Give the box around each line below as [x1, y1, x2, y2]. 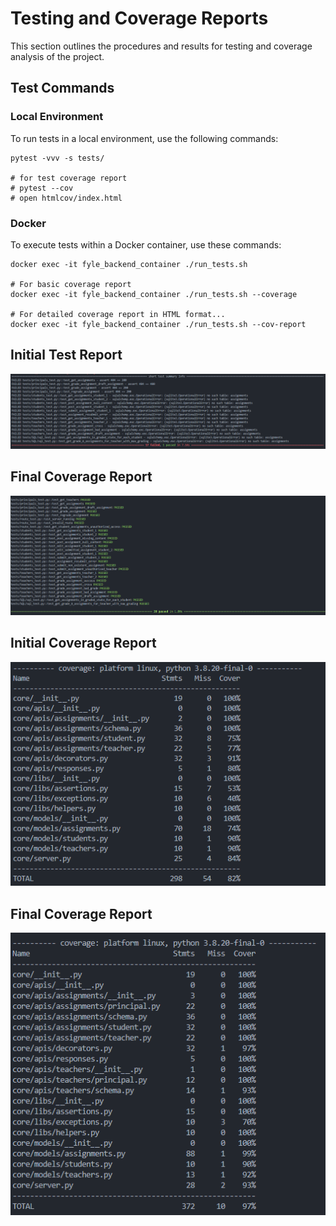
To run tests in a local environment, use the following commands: [10, 132, 279, 144]
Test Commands [10, 80, 115, 97]
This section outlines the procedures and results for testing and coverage [10, 40, 313, 52]
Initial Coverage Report [10, 635, 157, 652]
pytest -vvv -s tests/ [10, 153, 105, 163]
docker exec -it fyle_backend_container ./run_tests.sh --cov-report [10, 319, 307, 329]
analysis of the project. [10, 50, 105, 62]
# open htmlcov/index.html [10, 193, 123, 203]
